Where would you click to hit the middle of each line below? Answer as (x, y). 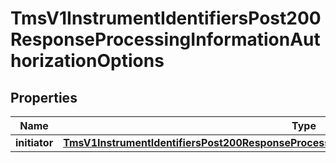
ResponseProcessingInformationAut (165, 39)
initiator (34, 142)
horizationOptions (87, 61)
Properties (44, 97)
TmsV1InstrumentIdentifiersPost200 (166, 18)
